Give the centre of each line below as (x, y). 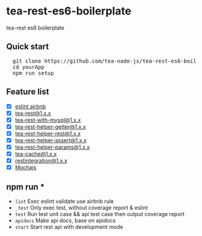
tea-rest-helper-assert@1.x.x (51, 140)
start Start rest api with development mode (69, 227)
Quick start (28, 47)
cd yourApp (29, 67)
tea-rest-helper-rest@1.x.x (48, 133)
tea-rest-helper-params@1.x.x (52, 147)
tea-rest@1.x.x (33, 113)
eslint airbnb (30, 106)
